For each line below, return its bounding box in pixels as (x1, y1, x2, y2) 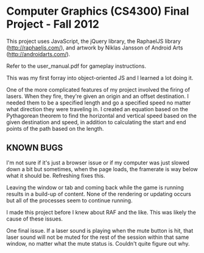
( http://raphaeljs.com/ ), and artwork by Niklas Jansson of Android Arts (6, 44, 183, 51)
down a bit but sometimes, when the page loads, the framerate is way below (6, 165, 198, 172)
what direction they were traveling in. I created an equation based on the (6, 105, 189, 112)
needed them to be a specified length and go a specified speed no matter (6, 99, 191, 106)
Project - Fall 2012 (6, 17, 99, 31)
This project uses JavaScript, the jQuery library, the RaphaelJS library (6, 37, 181, 45)
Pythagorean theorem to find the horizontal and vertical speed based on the (6, 112, 197, 119)
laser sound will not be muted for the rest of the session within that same (6, 233, 189, 241)
